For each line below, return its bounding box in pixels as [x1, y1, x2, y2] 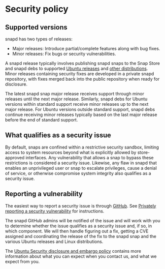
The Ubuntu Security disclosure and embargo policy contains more [5, 248, 141, 254]
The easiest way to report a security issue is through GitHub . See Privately [5, 203, 157, 209]
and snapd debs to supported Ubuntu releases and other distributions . [5, 65, 148, 71]
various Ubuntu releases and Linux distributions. [5, 239, 103, 244]
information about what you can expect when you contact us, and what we [5, 253, 157, 259]
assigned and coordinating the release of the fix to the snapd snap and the [5, 233, 157, 239]
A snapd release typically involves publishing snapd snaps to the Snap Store [5, 60, 160, 66]
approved [5, 154, 25, 160]
